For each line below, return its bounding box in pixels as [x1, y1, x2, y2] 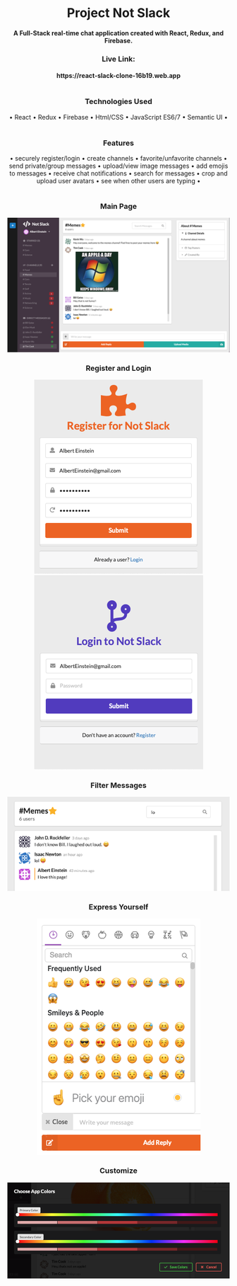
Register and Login [85, 363, 152, 373]
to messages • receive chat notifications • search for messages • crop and [9, 168, 228, 178]
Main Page [99, 202, 138, 212]
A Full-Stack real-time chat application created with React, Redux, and [13, 28, 224, 37]
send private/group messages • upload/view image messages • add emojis [8, 161, 229, 170]
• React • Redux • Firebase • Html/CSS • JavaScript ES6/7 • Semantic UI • [9, 113, 228, 121]
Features [103, 138, 134, 148]
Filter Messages [90, 780, 147, 790]
